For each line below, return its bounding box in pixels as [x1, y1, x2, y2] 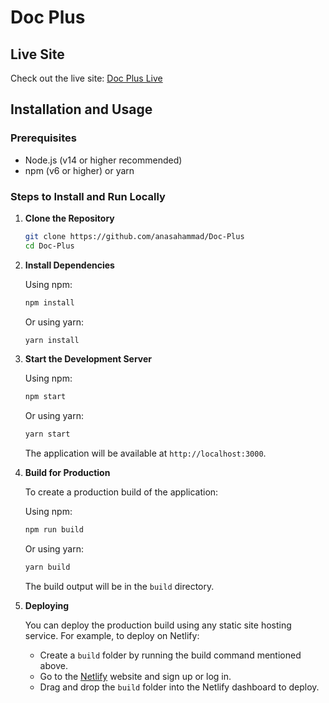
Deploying [24, 599, 69, 611]
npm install [24, 297, 75, 308]
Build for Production [24, 467, 111, 479]
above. [39, 659, 68, 671]
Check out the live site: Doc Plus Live [10, 72, 163, 84]
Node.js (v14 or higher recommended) [24, 154, 183, 166]
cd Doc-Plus [24, 241, 75, 251]
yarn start [24, 429, 71, 440]
